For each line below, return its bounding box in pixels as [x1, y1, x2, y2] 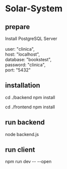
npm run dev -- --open [5, 159, 52, 165]
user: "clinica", [5, 46, 35, 52]
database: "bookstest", [5, 57, 52, 62]
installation [5, 81, 40, 90]
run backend [5, 118, 45, 127]
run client [5, 146, 35, 154]
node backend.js [5, 131, 39, 137]
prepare [5, 23, 30, 31]
